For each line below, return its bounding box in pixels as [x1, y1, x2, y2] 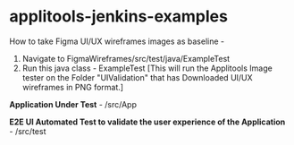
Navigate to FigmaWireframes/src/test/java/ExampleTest [21, 53, 231, 64]
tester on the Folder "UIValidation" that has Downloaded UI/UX [21, 72, 253, 82]
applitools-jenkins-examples [9, 6, 228, 27]
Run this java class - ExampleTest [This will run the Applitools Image [21, 63, 273, 73]
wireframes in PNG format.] [21, 81, 123, 92]
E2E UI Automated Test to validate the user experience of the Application [9, 116, 286, 127]
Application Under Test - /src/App [9, 98, 137, 109]
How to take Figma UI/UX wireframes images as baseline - [9, 36, 225, 47]
